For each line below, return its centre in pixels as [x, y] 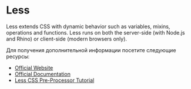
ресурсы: [18, 56]
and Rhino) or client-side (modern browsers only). [67, 39]
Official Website [34, 67]
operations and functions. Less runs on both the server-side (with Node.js [95, 32]
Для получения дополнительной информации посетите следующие [91, 50]
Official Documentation [42, 74]
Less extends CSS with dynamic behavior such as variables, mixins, [88, 26]
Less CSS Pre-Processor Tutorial [54, 80]
